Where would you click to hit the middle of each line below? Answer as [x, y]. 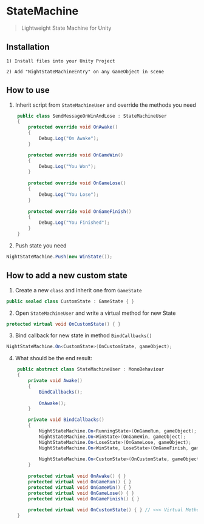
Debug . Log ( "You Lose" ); [69, 194]
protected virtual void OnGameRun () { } [80, 482]
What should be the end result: [54, 358]
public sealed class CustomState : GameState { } [70, 301]
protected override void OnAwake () [73, 127]
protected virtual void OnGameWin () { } [80, 487]
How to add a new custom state [67, 276]
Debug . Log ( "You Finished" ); [74, 223]
